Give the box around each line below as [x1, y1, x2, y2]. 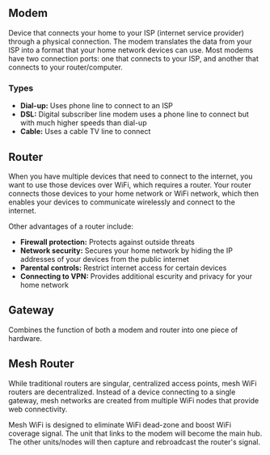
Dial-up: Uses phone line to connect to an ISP [19, 101, 174, 111]
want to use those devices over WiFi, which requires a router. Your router [8, 179, 252, 189]
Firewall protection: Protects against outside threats [19, 237, 196, 246]
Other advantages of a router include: [8, 221, 133, 231]
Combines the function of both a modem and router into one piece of [8, 325, 238, 335]
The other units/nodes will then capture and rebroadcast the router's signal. [8, 436, 261, 447]
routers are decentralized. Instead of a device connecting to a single [8, 387, 236, 397]
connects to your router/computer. [8, 62, 123, 72]
